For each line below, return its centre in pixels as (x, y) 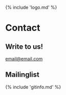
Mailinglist (23, 75)
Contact (23, 28)
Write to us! (24, 46)
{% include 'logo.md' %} (31, 7)
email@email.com (24, 59)
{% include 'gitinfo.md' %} (33, 87)
